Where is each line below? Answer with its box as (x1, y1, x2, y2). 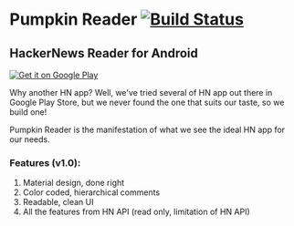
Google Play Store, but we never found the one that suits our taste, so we (9, 97, 285, 108)
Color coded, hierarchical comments (22, 187, 161, 198)
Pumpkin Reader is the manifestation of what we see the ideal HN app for (9, 124, 286, 135)
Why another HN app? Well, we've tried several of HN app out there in (9, 87, 273, 98)
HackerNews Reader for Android (9, 46, 199, 61)
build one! (9, 107, 47, 118)
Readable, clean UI (22, 197, 94, 208)
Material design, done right (22, 178, 125, 189)
